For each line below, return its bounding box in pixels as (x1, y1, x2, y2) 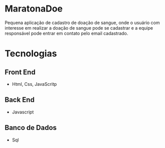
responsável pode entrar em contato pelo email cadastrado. (5, 30, 128, 36)
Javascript (12, 109, 34, 115)
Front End (5, 68, 36, 76)
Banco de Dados (5, 123, 57, 132)
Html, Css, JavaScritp (12, 81, 57, 87)
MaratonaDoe (5, 3, 63, 15)
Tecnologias (5, 48, 57, 59)
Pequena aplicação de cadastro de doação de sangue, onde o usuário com (5, 20, 160, 26)
